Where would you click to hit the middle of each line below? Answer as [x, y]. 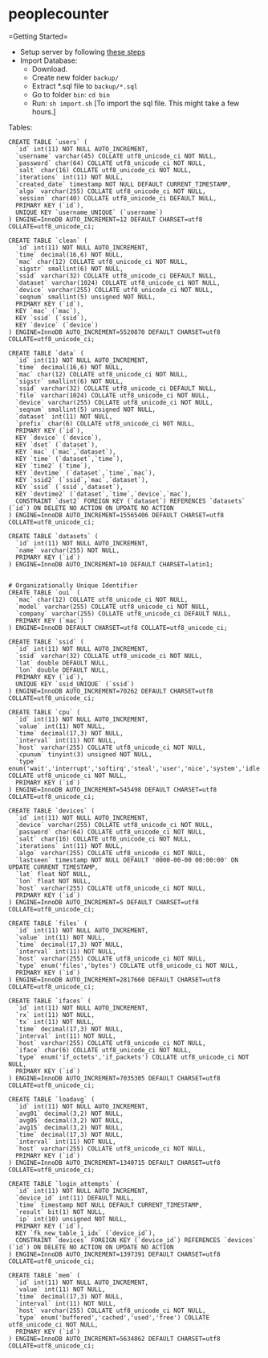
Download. [50, 68]
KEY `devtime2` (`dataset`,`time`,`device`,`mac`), [104, 494]
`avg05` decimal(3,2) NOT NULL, [70, 1120]
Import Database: [49, 60]
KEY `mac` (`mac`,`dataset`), [66, 451]
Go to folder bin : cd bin [71, 94]
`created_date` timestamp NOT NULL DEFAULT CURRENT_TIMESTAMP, [123, 184]
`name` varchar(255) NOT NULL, [68, 550]
